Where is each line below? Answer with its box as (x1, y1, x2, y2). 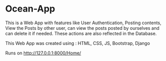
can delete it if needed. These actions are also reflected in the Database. (5, 30, 157, 36)
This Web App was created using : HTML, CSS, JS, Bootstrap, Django (5, 40, 150, 46)
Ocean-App (5, 3, 56, 15)
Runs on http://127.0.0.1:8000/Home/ (5, 50, 81, 56)
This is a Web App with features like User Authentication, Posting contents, (5, 20, 162, 26)
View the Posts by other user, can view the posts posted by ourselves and (5, 25, 159, 31)
